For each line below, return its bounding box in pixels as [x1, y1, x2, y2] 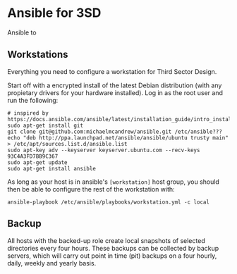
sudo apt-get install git [7, 122, 83, 129]
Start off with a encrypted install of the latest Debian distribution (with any [7, 81, 222, 89]
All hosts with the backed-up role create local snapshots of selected [7, 236, 206, 244]
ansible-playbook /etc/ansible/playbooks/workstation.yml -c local [7, 199, 210, 206]
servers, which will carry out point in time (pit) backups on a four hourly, [7, 251, 217, 260]
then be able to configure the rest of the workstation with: [7, 185, 175, 193]
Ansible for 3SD [7, 5, 102, 21]
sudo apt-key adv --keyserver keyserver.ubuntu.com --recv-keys [7, 147, 200, 154]
